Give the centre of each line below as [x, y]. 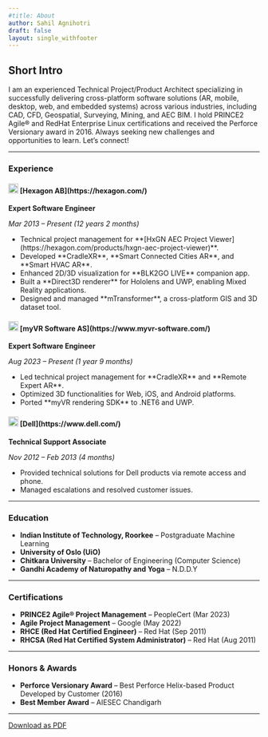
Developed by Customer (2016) [71, 694]
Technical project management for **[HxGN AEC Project [113, 240]
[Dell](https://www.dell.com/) [70, 423]
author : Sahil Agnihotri [49, 23]
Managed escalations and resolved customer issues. [106, 489]
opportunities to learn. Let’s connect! [69, 141]
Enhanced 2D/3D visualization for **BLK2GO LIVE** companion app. [134, 273]
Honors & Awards [43, 668]
